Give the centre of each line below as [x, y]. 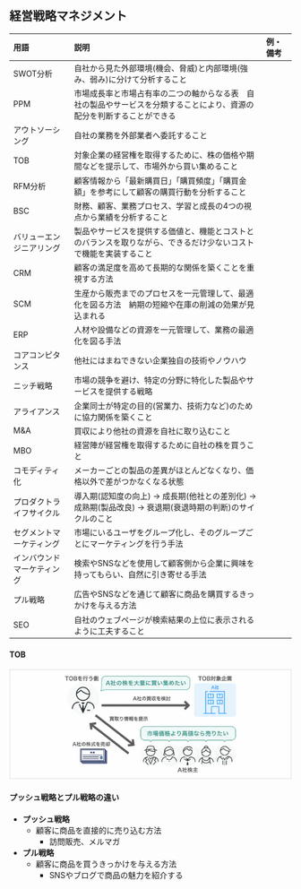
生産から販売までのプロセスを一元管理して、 [156, 293]
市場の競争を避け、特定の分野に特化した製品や [160, 380]
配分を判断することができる [125, 116]
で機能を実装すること [113, 254]
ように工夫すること [109, 631]
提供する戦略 [129, 392]
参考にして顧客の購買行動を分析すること [172, 192]
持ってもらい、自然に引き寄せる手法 [141, 574]
